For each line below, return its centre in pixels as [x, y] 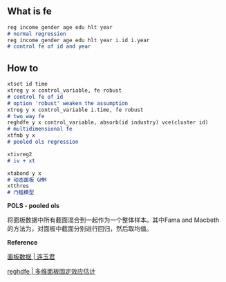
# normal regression [37, 34]
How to [23, 68]
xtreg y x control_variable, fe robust [65, 91]
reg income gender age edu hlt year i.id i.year [78, 40]
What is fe [29, 11]
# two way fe [26, 116]
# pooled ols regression [43, 142]
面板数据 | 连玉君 [31, 257]
